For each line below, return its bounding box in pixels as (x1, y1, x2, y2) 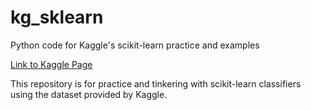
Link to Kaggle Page (10, 58, 93, 70)
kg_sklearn (10, 6, 104, 29)
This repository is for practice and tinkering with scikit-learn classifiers (10, 77, 302, 90)
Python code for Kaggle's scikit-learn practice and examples (10, 39, 260, 51)
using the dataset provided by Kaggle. (10, 88, 168, 100)
